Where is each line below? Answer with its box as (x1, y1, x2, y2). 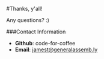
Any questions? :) (6, 17, 50, 23)
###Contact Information (6, 28, 66, 35)
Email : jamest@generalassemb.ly (14, 46, 98, 53)
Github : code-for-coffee (14, 40, 76, 46)
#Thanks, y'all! (6, 5, 43, 12)
